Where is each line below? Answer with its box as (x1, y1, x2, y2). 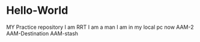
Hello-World (6, 4, 68, 17)
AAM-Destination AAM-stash (6, 29, 79, 37)
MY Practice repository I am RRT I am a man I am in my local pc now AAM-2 (6, 23, 194, 31)
